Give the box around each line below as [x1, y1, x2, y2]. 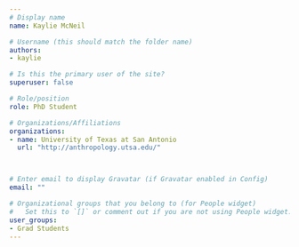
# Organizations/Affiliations [9, 118, 122, 127]
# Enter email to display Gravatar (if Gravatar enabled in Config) [9, 175, 269, 184]
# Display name [9, 12, 66, 22]
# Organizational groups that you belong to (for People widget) [9, 199, 256, 208]
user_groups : [9, 215, 58, 225]
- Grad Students [9, 224, 69, 233]
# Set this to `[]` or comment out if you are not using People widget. [9, 207, 293, 216]
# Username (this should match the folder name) [9, 37, 193, 46]
